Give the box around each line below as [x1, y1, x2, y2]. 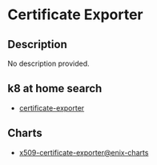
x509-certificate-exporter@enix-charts [18, 147, 149, 157]
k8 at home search [7, 82, 103, 95]
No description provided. [7, 58, 90, 68]
